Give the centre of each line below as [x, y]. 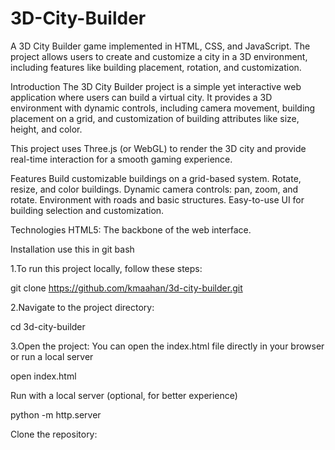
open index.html [43, 376]
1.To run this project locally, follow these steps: [106, 268]
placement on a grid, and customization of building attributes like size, [155, 118]
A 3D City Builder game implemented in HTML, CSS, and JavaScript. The [160, 46]
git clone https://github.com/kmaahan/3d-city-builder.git [126, 288]
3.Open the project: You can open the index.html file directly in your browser [167, 346]
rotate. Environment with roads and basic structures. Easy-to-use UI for [157, 199]
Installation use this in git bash [72, 249]
